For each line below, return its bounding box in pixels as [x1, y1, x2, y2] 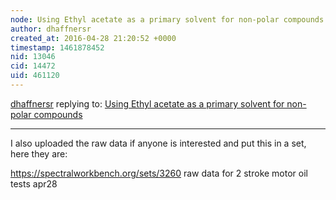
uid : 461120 [10, 71, 60, 81]
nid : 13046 [10, 52, 56, 62]
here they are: [10, 147, 68, 160]
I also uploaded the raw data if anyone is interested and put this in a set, [10, 137, 307, 149]
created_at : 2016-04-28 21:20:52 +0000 [10, 33, 177, 43]
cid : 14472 [10, 61, 56, 71]
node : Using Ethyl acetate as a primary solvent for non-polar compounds [10, 14, 325, 25]
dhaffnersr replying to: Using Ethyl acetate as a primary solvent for [10, 97, 285, 110]
